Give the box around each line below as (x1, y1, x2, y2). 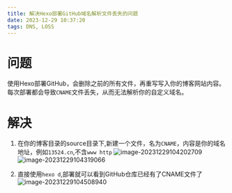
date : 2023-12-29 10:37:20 (7, 17, 86, 24)
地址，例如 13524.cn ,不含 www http (17, 148, 113, 156)
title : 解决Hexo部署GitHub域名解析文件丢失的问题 (7, 10, 139, 17)
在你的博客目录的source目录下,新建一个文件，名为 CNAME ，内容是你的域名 (17, 140, 226, 148)
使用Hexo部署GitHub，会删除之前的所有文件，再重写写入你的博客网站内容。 (7, 79, 225, 87)
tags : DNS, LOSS (7, 23, 54, 30)
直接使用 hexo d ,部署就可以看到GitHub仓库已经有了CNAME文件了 (17, 170, 203, 178)
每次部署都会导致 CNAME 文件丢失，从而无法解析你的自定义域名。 (7, 88, 188, 96)
